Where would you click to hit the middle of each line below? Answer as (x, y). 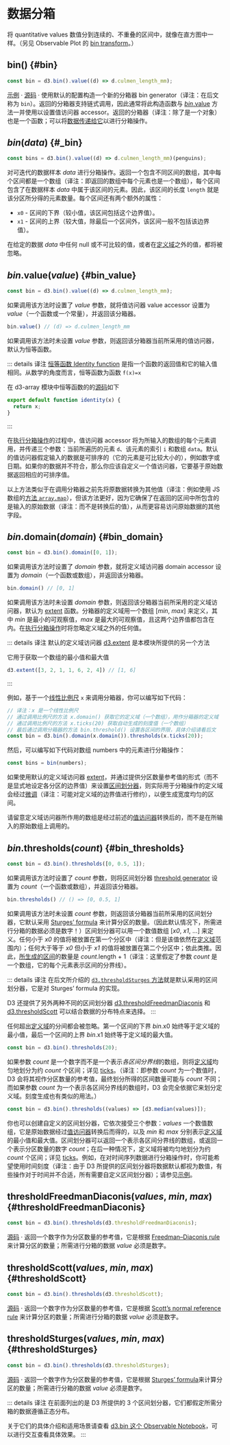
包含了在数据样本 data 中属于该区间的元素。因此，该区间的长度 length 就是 (113, 190)
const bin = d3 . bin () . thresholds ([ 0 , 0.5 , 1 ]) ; (76, 864)
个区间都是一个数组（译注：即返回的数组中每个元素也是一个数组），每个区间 (114, 181)
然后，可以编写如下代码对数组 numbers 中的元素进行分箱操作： (97, 750)
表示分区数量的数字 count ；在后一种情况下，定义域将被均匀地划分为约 (112, 1149)
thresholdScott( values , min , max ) (80, 1267)
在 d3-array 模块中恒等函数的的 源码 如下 (63, 387)
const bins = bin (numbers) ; (47, 763)
